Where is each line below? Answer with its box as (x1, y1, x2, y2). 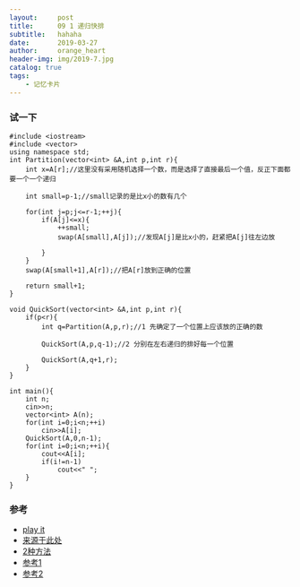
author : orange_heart (9, 47, 106, 56)
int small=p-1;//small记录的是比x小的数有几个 (25, 192, 187, 201)
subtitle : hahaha (9, 30, 82, 39)
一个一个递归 (15, 174, 56, 184)
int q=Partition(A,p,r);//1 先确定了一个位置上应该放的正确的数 (41, 322, 263, 332)
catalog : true (9, 64, 63, 73)
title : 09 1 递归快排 (9, 22, 105, 30)
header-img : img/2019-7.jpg (9, 55, 115, 64)
